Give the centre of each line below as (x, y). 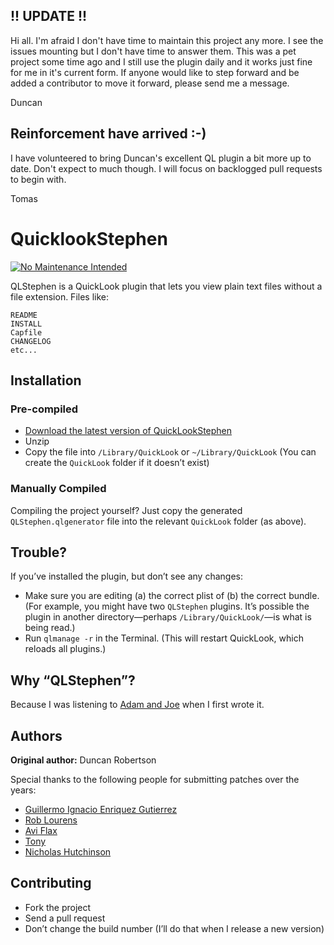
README (24, 315)
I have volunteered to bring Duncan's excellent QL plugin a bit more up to (161, 158)
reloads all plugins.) (65, 649)
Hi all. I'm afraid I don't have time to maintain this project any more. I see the (167, 40)
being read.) (50, 628)
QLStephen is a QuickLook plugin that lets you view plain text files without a (166, 286)
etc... (24, 350)
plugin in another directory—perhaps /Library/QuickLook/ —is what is (168, 617)
